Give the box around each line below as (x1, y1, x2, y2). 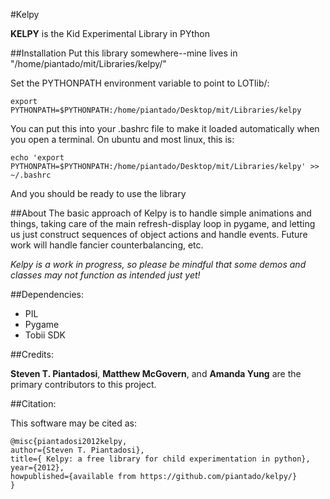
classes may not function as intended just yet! (10, 269, 201, 281)
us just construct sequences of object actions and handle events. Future (10, 229, 308, 240)
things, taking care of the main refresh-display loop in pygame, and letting (10, 218, 316, 229)
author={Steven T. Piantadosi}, (10, 445, 145, 455)
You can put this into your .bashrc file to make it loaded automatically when (10, 123, 320, 134)
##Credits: (10, 349, 54, 360)
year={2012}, (10, 463, 65, 473)
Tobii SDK (24, 329, 66, 341)
